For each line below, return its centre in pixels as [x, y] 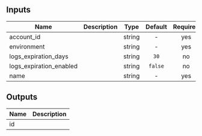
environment [27, 46]
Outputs [22, 97]
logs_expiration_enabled [44, 66]
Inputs [19, 10]
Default [156, 26]
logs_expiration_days [39, 56]
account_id [25, 37]
